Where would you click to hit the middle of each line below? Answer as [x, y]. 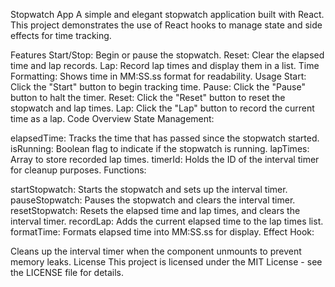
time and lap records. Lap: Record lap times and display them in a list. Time [165, 65]
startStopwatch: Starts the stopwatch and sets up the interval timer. [149, 189]
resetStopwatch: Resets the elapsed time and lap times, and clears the [155, 210]
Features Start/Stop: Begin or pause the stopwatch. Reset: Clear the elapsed [167, 55]
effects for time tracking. [61, 35]
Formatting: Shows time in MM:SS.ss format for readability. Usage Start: [158, 76]
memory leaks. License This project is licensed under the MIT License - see [166, 262]
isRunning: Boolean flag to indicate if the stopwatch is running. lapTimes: [160, 148]
